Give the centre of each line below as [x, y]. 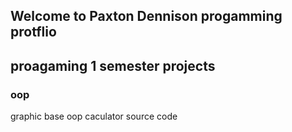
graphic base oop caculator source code [94, 116]
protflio [33, 32]
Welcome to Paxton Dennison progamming [146, 16]
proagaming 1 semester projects [113, 65]
